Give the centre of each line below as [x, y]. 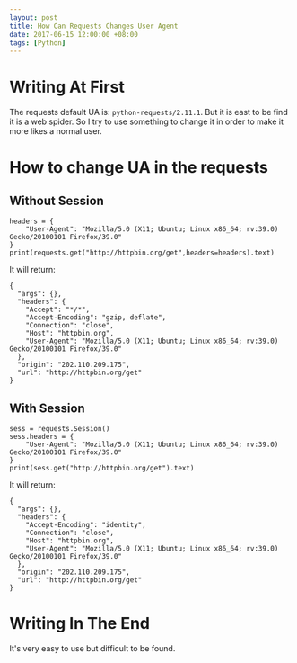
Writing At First [67, 87]
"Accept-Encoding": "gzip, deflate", [96, 318]
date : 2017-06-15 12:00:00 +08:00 [74, 34]
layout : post [34, 18]
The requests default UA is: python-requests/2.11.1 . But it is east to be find [149, 112]
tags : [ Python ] [38, 43]
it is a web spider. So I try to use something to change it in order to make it [147, 121]
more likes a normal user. [56, 131]
